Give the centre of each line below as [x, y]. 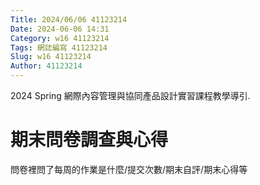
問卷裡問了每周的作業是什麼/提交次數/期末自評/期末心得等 [129, 169]
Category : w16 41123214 [60, 38]
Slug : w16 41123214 [51, 57]
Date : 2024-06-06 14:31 [60, 29]
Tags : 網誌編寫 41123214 [59, 47]
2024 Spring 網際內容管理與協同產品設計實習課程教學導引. [130, 95]
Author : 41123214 [46, 66]
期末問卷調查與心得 [89, 140]
